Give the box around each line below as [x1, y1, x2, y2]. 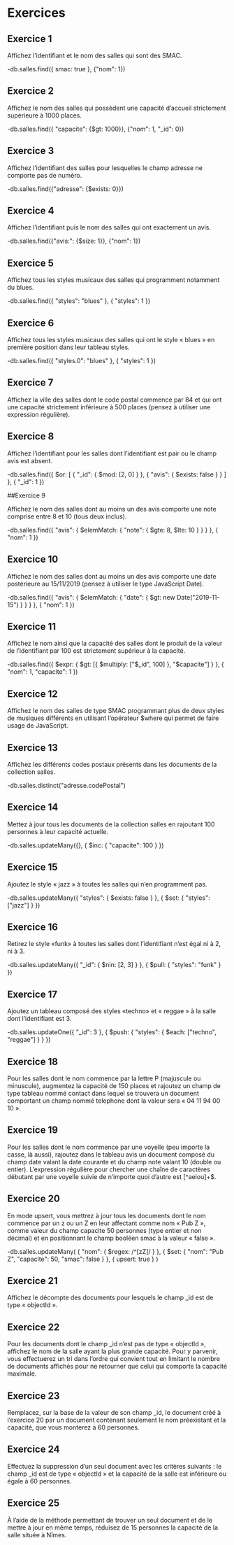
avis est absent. [7, 456, 53, 465]
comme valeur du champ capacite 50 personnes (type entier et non [7, 1226, 202, 1234]
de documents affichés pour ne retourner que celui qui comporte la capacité [7, 1362, 228, 1371]
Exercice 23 [7, 1390, 60, 1402]
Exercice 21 [7, 1275, 58, 1287]
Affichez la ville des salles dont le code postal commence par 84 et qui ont [7, 395, 222, 404]
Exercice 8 [7, 430, 54, 442]
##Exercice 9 [7, 491, 45, 500]
